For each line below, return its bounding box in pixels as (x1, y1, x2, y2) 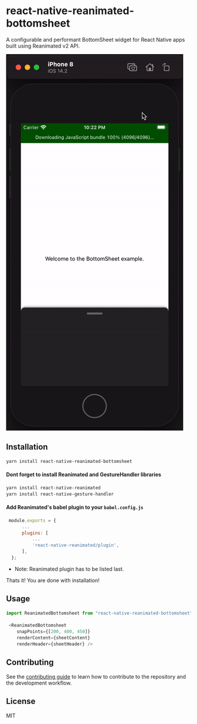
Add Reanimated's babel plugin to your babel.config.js (6, 504, 144, 511)
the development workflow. (6, 679, 72, 686)
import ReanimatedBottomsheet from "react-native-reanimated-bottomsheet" (6, 610, 193, 616)
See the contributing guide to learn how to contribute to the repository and (6, 673, 186, 680)
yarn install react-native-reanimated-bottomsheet (6, 458, 133, 464)
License (6, 696, 36, 706)
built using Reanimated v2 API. (6, 42, 80, 49)
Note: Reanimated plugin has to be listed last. (14, 565, 124, 572)
